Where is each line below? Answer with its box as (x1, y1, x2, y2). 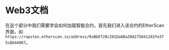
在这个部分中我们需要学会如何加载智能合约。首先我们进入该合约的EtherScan (5, 22, 164, 28)
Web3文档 (5, 5, 49, 16)
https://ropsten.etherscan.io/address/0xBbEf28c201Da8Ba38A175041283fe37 (5, 34, 164, 39)
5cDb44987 (5, 40, 26, 45)
